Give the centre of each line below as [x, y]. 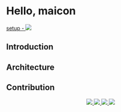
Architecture [31, 67]
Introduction [30, 47]
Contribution [31, 88]
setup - [15, 28]
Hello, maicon [41, 11]
